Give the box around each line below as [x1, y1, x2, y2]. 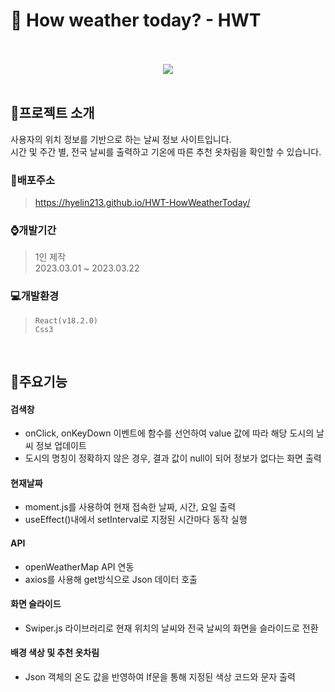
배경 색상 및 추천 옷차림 [10, 647, 100, 659]
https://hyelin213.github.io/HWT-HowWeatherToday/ [34, 197, 251, 209]
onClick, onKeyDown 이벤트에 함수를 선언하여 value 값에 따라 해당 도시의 [24, 427, 315, 439]
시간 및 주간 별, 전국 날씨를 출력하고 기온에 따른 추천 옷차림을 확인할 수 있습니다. [10, 145, 322, 158]
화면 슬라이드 [10, 598, 62, 610]
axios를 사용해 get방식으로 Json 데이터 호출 [24, 573, 198, 585]
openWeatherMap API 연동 [24, 560, 135, 573]
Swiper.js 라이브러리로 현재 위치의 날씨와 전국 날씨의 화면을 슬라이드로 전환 [24, 622, 319, 634]
